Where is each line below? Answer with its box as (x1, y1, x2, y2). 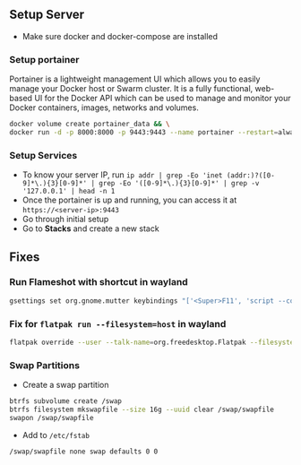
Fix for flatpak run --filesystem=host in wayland (9, 317, 227, 330)
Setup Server (9, 7, 85, 22)
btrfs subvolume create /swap (9, 397, 123, 406)
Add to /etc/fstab (21, 429, 90, 440)
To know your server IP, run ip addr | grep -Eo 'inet (21, 169, 223, 180)
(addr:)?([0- (226, 171, 275, 180)
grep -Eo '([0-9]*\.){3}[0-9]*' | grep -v (98, 179, 260, 188)
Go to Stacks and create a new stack (21, 223, 159, 234)
